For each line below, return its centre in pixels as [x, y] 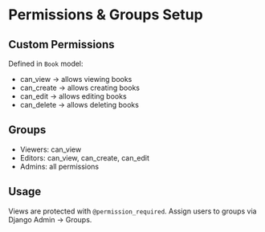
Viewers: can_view [51, 149]
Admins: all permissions [59, 166]
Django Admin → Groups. [50, 219]
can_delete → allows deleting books [79, 105]
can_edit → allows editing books [73, 96]
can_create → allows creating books [80, 88]
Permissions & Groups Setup [106, 15]
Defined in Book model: [46, 63]
